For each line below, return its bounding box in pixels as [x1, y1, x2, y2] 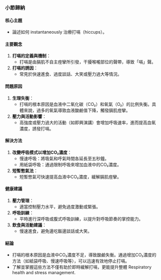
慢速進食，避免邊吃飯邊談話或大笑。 [19, 228, 92, 234]
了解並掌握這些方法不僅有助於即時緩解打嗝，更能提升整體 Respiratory [12, 264, 152, 270]
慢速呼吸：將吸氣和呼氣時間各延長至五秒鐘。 [19, 155, 109, 161]
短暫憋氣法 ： [12, 167, 38, 174]
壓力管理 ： [12, 198, 34, 203]
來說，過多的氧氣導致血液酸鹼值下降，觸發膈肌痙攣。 [23, 107, 130, 113]
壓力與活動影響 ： [12, 113, 47, 119]
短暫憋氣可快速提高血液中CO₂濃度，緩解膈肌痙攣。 [19, 174, 122, 180]
